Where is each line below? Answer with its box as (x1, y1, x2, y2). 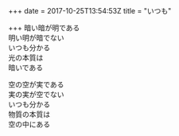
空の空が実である (8, 80, 64, 89)
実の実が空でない (8, 90, 64, 99)
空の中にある (8, 119, 50, 129)
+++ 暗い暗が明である (8, 23, 80, 33)
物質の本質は (8, 110, 50, 119)
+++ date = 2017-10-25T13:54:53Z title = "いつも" (8, 6, 172, 15)
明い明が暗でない (8, 33, 64, 42)
